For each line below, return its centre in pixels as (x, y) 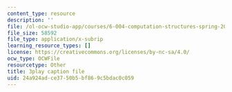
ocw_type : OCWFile (33, 59)
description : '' (30, 20)
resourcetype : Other (37, 65)
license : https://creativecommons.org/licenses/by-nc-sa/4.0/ (98, 53)
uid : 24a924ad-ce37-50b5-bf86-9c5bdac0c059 (71, 78)
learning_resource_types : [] (49, 46)
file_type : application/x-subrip (55, 39)
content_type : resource (41, 13)
